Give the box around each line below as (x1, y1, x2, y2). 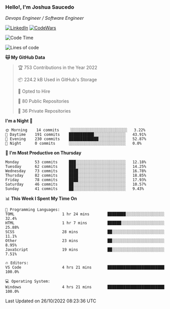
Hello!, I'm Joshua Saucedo (5, 4, 75, 11)
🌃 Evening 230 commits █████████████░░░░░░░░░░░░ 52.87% (5, 136, 146, 142)
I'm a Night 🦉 (5, 118, 33, 124)
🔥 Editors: (5, 260, 29, 266)
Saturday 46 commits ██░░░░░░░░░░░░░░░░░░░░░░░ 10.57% (5, 182, 146, 187)
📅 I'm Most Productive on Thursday (5, 150, 82, 156)
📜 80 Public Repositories (17, 98, 70, 105)
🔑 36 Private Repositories (17, 108, 71, 114)
